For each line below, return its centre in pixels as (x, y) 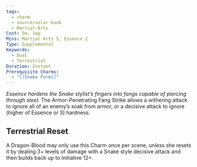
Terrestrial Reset (37, 131)
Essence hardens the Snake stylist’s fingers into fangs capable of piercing (96, 94)
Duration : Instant (29, 66)
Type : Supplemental (30, 45)
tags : (13, 11)
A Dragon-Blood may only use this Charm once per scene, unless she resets (99, 145)
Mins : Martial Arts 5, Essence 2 (47, 39)
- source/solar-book (36, 22)
